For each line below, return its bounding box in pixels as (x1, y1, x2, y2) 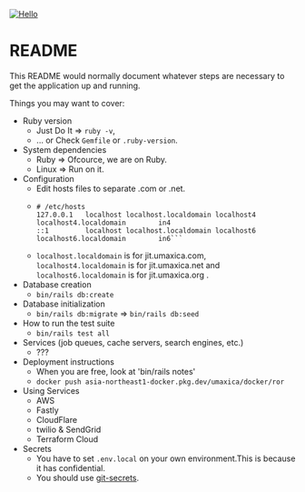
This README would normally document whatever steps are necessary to (9, 70, 285, 81)
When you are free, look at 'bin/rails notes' (35, 366, 196, 377)
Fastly (35, 405, 59, 416)
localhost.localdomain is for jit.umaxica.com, (35, 250, 207, 261)
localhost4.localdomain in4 (35, 218, 171, 227)
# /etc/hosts (35, 202, 86, 211)
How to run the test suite (22, 317, 115, 328)
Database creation (22, 278, 93, 290)
